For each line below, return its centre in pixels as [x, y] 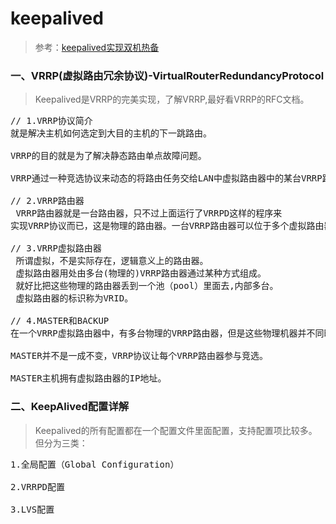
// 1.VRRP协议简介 [51, 121]
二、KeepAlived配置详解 [70, 407]
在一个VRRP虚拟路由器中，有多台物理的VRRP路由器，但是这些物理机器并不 [163, 333]
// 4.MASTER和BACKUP [60, 321]
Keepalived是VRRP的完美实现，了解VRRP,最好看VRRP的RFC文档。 [172, 99]
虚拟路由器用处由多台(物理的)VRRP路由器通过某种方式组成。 [141, 273]
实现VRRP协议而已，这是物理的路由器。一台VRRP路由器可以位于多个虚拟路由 [167, 226]
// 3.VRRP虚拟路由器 [56, 248]
